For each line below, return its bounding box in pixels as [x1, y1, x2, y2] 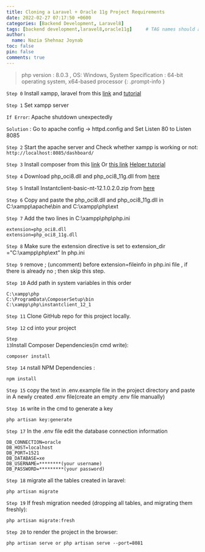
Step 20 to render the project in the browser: [6, 528, 118, 535]
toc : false [6, 43, 34, 50]
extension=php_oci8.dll [6, 226, 67, 232]
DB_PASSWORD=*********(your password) [6, 466, 105, 472]
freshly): [6, 506, 27, 513]
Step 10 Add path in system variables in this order [6, 279, 132, 286]
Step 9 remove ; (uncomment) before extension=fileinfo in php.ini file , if [6, 260, 188, 268]
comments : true [6, 54, 45, 61]
